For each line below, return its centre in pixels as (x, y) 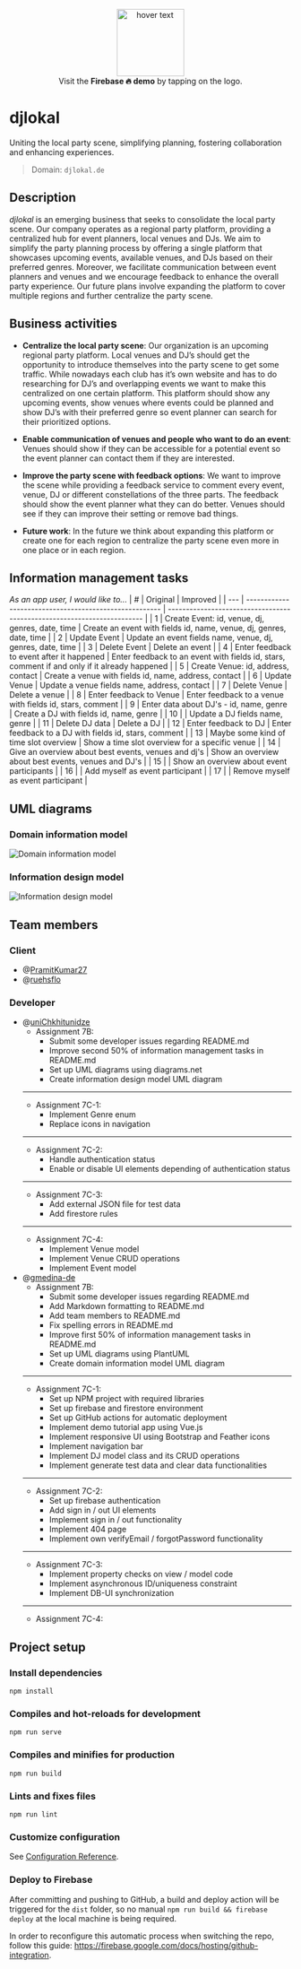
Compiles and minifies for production (92, 1755)
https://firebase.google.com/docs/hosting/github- (167, 1945)
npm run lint (34, 1814)
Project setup (48, 1647)
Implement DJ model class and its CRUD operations (144, 1456)
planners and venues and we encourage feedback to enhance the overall (144, 276)
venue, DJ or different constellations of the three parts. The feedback (150, 494)
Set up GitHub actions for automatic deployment (138, 1418)
